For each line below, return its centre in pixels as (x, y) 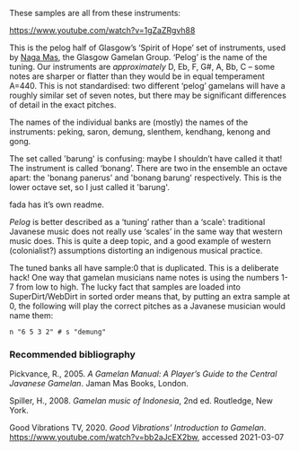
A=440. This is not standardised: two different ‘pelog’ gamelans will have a (147, 86)
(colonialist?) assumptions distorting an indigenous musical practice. (136, 251)
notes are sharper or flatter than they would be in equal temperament (137, 76)
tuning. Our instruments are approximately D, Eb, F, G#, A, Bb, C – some (142, 67)
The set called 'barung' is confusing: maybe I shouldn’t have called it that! (146, 159)
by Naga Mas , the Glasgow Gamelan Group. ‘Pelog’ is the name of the (138, 57)
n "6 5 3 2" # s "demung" (57, 332)
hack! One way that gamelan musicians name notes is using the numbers (145, 278)
